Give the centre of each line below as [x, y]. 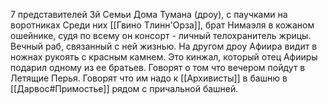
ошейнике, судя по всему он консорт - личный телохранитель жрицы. [161, 35]
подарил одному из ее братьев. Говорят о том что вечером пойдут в [158, 67]
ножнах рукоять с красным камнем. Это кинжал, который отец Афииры [164, 57]
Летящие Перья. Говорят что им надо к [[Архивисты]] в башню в [149, 78]
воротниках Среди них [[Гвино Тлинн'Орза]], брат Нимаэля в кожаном [162, 25]
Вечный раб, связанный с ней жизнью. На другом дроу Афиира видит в [164, 46]
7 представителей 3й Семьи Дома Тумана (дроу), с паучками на [149, 14]
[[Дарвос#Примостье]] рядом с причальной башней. [124, 88]
